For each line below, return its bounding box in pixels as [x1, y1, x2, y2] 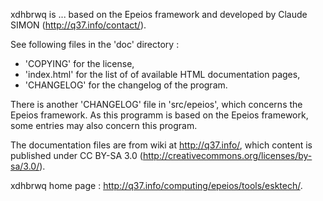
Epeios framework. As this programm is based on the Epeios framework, [10, 109, 309, 121]
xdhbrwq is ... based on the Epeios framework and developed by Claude [10, 9, 308, 20]
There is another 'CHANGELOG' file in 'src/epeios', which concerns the [10, 99, 303, 110]
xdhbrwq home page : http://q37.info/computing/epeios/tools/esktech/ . [10, 180, 303, 191]
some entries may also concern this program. [10, 120, 198, 131]
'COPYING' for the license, [24, 58, 135, 69]
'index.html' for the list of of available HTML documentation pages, [24, 69, 301, 80]
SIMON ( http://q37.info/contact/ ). [10, 19, 147, 31]
